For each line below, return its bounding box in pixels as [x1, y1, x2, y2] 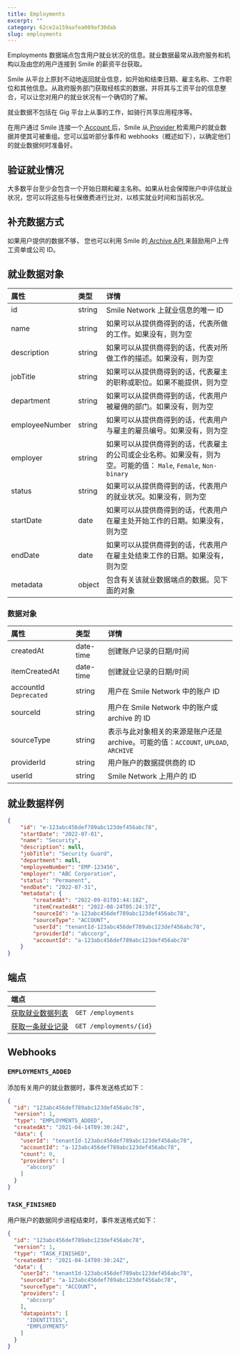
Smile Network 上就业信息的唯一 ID [106, 305, 224, 315]
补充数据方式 [7, 216, 64, 229]
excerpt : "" [7, 17, 43, 24]
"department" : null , [20, 857, 81, 864]
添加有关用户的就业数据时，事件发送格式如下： [7, 1083, 145, 1091]
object [78, 579, 100, 589]
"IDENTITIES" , [26, 1316, 69, 1323]
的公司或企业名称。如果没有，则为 [106, 449, 221, 459]
